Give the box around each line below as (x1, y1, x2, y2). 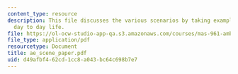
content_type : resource (7, 10, 78, 18)
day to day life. (13, 23, 65, 30)
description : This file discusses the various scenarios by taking (7, 17, 211, 24)
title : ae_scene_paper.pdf (7, 50, 87, 57)
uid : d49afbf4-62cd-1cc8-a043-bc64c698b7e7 (7, 56, 138, 63)
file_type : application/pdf (7, 37, 91, 44)
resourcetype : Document (7, 43, 78, 50)
